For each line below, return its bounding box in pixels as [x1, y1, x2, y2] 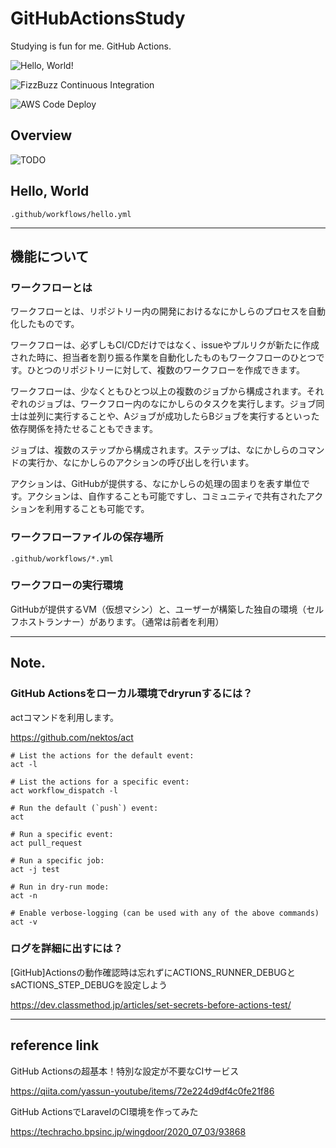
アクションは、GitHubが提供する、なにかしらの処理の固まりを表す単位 [10, 478, 302, 490]
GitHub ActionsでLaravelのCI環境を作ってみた [10, 1105, 199, 1117]
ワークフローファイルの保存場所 [10, 530, 164, 544]
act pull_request [10, 838, 83, 848]
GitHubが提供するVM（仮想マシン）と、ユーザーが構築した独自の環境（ [10, 603, 307, 615]
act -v [10, 917, 38, 927]
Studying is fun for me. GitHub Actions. [10, 40, 172, 52]
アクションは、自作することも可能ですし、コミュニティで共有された [26, 490, 307, 502]
